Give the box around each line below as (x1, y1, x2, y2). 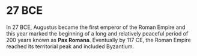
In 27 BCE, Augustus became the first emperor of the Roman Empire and (6, 23, 186, 31)
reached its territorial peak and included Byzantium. (6, 43, 135, 50)
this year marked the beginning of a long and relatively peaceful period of (6, 30, 189, 37)
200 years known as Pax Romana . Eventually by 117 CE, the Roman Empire (6, 36, 191, 43)
